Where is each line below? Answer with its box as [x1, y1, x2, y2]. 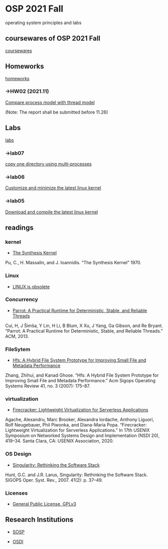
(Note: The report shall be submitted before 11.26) [5, 109, 108, 115]
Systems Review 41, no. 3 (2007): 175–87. [5, 383, 91, 389]
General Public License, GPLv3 [12, 501, 76, 507]
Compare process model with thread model [5, 99, 95, 105]
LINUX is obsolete [12, 283, 50, 289]
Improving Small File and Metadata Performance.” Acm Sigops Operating [5, 378, 156, 384]
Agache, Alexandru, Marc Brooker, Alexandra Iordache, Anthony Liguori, [5, 416, 154, 422]
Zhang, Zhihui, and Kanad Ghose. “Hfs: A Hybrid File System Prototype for [5, 372, 159, 378]
